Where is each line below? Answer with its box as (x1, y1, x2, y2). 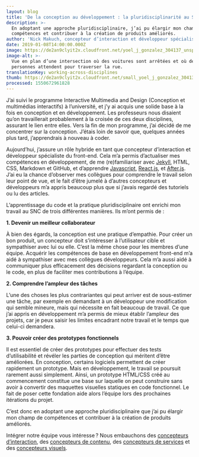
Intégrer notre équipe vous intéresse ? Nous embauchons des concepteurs (6, 432, 188, 439)
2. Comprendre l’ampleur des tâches (6, 280, 98, 287)
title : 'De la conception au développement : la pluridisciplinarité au (6, 14, 190, 20)
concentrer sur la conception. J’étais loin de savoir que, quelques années (6, 128, 185, 135)
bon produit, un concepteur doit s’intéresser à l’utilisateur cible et (6, 237, 165, 244)
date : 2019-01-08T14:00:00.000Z (6, 42, 86, 48)
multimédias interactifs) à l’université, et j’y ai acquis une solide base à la (6, 103, 184, 110)
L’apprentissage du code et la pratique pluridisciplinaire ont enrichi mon (6, 202, 181, 208)
